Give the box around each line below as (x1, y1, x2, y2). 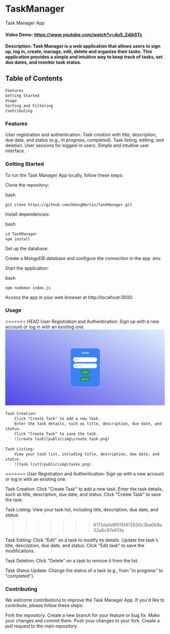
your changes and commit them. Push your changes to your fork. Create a (5, 618, 160, 624)
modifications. (5, 548, 35, 554)
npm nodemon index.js (5, 285, 51, 290)
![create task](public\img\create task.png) (14, 437, 110, 442)
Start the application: (5, 265, 49, 271)
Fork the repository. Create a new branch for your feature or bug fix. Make (5, 612, 160, 618)
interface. (5, 148, 25, 154)
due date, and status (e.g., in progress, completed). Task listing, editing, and (5, 137, 164, 143)
